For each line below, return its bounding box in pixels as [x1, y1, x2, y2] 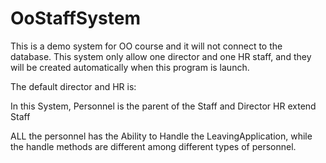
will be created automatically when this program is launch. [10, 61, 250, 73]
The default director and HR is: [10, 80, 137, 92]
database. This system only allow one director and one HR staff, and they [10, 50, 312, 62]
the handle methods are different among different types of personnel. [10, 140, 297, 152]
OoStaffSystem [10, 7, 141, 30]
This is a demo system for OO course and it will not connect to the [10, 40, 283, 52]
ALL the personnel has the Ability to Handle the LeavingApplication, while [10, 130, 313, 142]
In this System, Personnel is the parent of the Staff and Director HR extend [10, 100, 317, 112]
